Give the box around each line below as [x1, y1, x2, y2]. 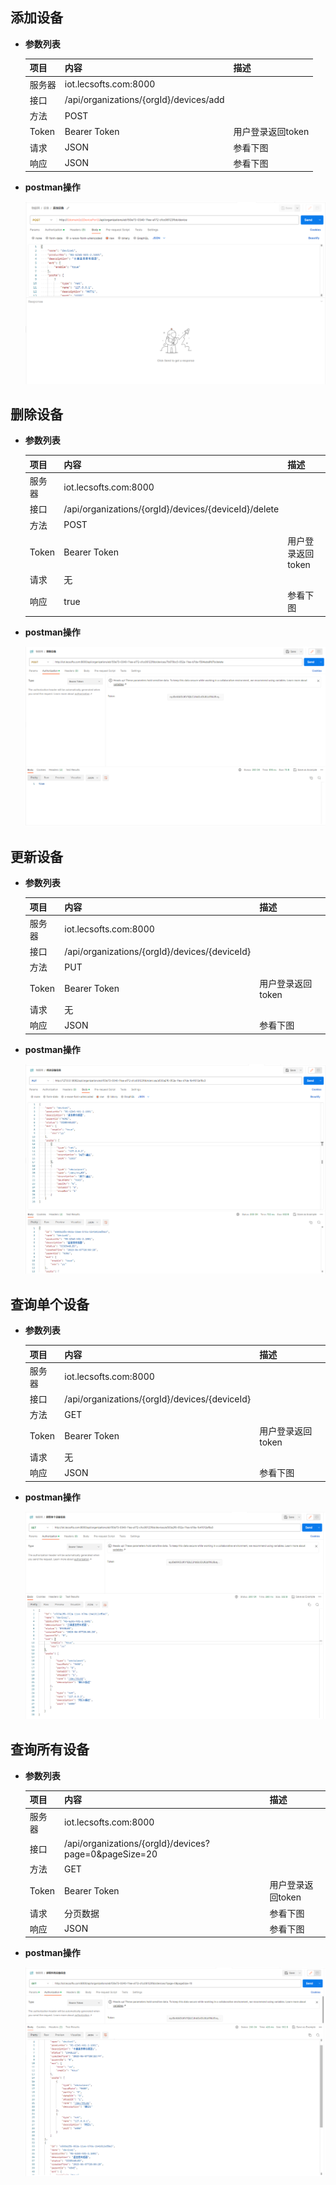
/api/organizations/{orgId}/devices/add [64, 94, 225, 106]
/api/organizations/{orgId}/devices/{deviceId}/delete [63, 503, 280, 515]
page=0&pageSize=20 [63, 1848, 158, 1860]
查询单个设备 [10, 1296, 90, 1313]
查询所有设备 [10, 1741, 90, 1758]
